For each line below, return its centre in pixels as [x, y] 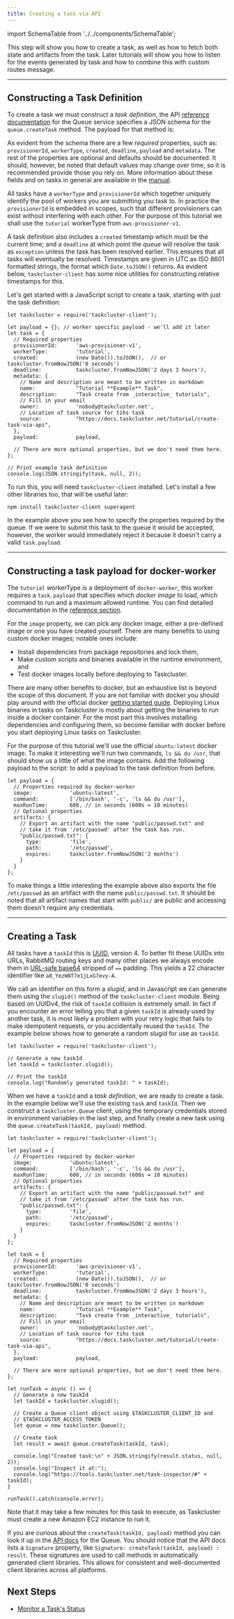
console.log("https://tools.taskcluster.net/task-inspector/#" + [110, 1474]
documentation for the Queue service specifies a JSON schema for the [109, 122]
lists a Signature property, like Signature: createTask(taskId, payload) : [114, 1548]
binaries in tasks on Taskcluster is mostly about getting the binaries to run [113, 710]
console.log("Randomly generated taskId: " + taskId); [88, 1083]
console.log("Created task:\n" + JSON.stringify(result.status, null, [118, 1456]
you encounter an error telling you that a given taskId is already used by [111, 1011]
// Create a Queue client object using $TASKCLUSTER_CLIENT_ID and [114, 1414]
